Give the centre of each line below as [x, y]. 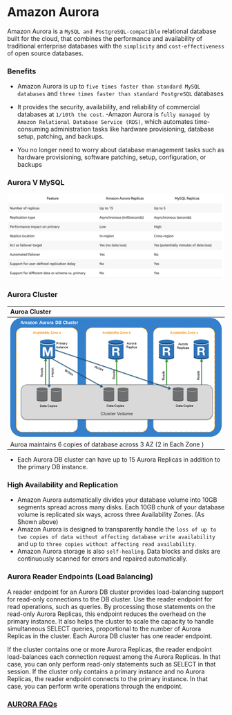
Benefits [22, 71]
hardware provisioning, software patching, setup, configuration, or [112, 157]
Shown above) [38, 522]
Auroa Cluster [31, 311]
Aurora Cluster [32, 295]
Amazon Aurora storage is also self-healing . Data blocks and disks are [119, 552]
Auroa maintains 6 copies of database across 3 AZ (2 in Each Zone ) [107, 444]
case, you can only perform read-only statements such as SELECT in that [112, 664]
